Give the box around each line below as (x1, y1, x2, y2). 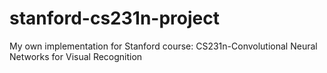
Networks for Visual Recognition (9, 50, 143, 62)
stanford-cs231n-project (9, 7, 220, 30)
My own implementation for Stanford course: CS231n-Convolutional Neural (9, 40, 318, 52)
